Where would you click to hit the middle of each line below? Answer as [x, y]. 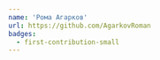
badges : [23, 34]
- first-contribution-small [68, 42]
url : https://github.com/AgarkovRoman [80, 26]
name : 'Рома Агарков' [48, 17]
